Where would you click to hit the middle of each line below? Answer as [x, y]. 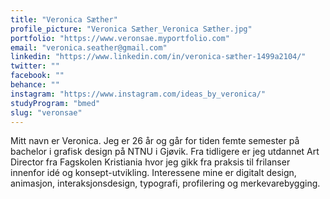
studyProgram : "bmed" [55, 103]
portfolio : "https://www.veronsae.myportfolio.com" [120, 38]
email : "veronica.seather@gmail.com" [89, 47]
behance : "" [35, 85]
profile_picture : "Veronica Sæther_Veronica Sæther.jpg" [131, 29]
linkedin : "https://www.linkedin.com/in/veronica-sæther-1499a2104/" [158, 57]
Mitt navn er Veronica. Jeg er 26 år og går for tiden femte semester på [155, 141]
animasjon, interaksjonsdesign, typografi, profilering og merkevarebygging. [165, 183]
